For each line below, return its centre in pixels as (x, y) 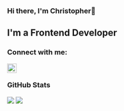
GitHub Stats (29, 84)
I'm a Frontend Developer (62, 33)
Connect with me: (37, 52)
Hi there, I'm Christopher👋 (51, 11)
